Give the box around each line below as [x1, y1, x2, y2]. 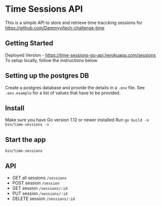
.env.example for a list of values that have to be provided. [5, 90, 121, 96]
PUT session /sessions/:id [12, 190, 68, 196]
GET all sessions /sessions [12, 175, 67, 180]
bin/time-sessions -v [5, 122, 50, 127]
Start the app [5, 135, 46, 144]
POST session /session [12, 180, 60, 186]
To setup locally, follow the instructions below [5, 57, 98, 63]
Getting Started [5, 39, 54, 48]
